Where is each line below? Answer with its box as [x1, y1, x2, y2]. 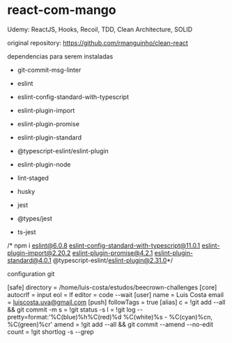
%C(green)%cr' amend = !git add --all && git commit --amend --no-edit [7, 320, 214, 328]
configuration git [7, 269, 55, 277]
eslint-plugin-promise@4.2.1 [72, 248, 153, 257]
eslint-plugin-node [17, 160, 71, 169]
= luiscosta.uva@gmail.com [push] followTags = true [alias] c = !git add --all [7, 298, 226, 306]
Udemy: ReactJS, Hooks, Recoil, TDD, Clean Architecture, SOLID [7, 25, 193, 33]
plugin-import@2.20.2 [7, 248, 71, 257]
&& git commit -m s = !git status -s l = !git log [7, 305, 136, 314]
